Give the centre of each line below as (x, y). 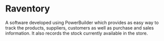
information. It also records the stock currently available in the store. (77, 33)
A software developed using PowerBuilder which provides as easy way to (82, 22)
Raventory (28, 9)
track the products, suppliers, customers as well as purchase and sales (79, 27)
